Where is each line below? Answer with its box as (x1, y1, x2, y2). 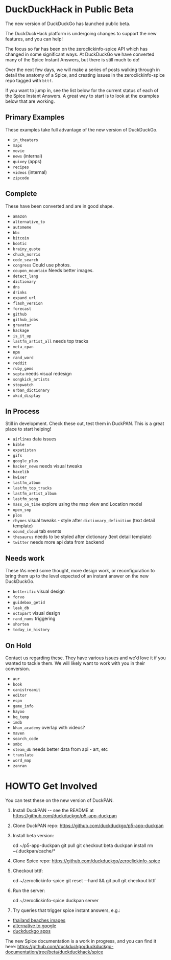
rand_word (12, 355, 34, 360)
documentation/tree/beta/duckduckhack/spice (5, 949, 104, 955)
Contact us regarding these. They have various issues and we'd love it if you (5, 655, 166, 661)
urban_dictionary (12, 388, 50, 393)
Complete (5, 189, 37, 198)
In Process (5, 407, 40, 415)
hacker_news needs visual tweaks (12, 463, 83, 469)
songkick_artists (12, 377, 50, 382)
